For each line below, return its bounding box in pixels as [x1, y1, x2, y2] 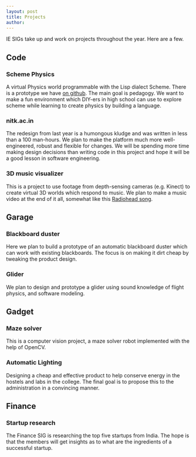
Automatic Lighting [6, 359, 62, 367]
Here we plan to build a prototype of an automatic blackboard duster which [6, 243, 188, 250]
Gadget [6, 307, 34, 317]
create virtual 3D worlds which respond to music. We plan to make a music [6, 189, 187, 196]
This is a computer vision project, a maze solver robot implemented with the [6, 337, 190, 345]
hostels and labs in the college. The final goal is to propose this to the [6, 378, 174, 385]
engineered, [6, 142, 35, 149]
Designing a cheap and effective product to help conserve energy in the [6, 371, 180, 378]
